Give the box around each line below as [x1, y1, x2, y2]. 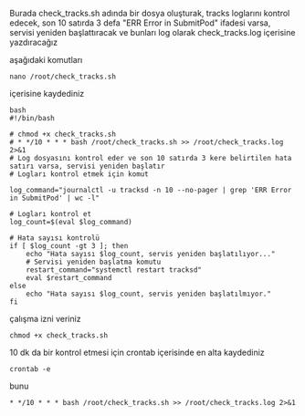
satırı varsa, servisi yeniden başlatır [9, 161, 166, 171]
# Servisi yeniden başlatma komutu [26, 257, 162, 266]
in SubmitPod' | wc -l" [9, 193, 100, 203]
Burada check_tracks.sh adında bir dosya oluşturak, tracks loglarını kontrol [9, 8, 290, 18]
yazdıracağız [9, 36, 58, 47]
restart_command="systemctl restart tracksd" [26, 265, 203, 275]
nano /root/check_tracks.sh [9, 72, 117, 81]
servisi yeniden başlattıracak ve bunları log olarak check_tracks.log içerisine [9, 27, 296, 37]
